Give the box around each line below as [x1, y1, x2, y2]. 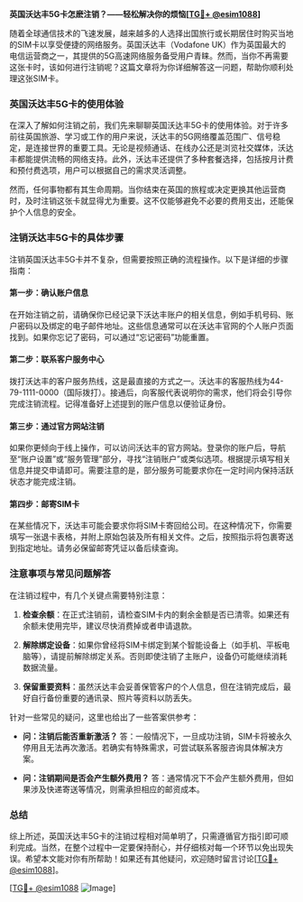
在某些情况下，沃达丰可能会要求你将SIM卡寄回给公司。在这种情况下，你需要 [9, 520, 293, 531]
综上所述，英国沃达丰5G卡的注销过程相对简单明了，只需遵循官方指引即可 [9, 831, 281, 842]
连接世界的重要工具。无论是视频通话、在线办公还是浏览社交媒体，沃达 [32, 143, 294, 153]
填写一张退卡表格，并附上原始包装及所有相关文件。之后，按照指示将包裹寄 [9, 531, 286, 542]
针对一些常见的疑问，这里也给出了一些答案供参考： [9, 712, 199, 723]
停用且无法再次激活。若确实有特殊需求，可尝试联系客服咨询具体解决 [22, 741, 276, 752]
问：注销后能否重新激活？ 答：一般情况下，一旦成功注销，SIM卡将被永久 [22, 731, 293, 741]
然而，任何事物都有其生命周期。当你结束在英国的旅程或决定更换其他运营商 [9, 184, 286, 195]
